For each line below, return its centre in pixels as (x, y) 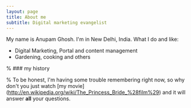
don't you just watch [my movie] (45, 86)
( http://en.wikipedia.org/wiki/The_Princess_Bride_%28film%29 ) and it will (96, 93)
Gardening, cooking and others (52, 57)
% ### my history (28, 68)
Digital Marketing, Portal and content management (76, 51)
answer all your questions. (38, 99)
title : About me (26, 17)
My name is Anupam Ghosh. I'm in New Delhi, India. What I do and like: (93, 40)
